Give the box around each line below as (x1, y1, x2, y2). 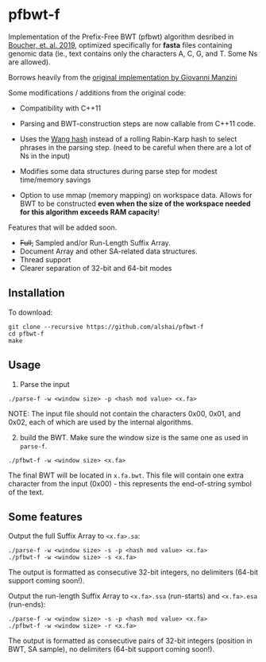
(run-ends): (8, 600, 46, 610)
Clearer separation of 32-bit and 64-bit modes (19, 263, 172, 273)
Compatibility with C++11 (19, 103, 102, 113)
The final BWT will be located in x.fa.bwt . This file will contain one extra (8, 470, 245, 480)
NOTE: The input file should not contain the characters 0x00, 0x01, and (8, 408, 241, 418)
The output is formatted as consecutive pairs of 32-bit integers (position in (8, 636, 253, 645)
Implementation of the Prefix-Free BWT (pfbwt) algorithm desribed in (8, 32, 234, 41)
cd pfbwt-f (8, 330, 44, 338)
